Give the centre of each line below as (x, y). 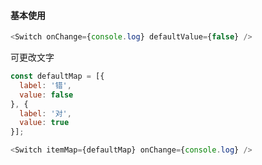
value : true (44, 123)
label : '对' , (45, 113)
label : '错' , (45, 85)
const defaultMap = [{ (57, 76)
